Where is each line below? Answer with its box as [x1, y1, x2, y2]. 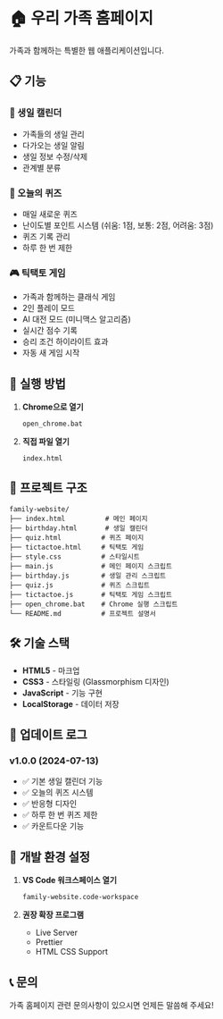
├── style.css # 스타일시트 [9, 552, 140, 561]
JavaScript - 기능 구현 [21, 687, 103, 698]
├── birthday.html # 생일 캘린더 [9, 524, 148, 533]
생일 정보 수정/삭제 [21, 151, 87, 162]
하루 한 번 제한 [21, 242, 73, 253]
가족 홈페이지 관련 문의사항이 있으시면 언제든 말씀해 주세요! [9, 999, 214, 1010]
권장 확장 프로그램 [21, 909, 85, 921]
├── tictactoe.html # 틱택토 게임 [9, 543, 145, 552]
